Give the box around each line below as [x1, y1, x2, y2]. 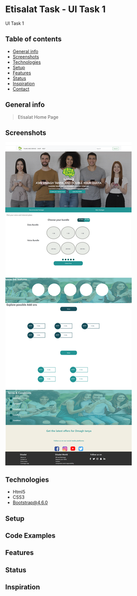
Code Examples [5, 531, 56, 540]
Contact [12, 86, 29, 92]
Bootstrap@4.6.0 [12, 500, 48, 506]
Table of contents [5, 35, 62, 43]
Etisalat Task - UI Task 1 [5, 4, 106, 15]
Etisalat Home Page [17, 114, 59, 120]
